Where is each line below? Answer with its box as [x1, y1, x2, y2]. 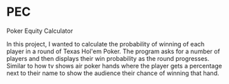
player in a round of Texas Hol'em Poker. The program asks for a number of [6, 47, 221, 55]
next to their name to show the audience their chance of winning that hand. [6, 69, 219, 77]
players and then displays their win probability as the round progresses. [6, 54, 210, 62]
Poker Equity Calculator [6, 27, 74, 35]
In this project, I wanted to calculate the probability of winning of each [6, 40, 205, 48]
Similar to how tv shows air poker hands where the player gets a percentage [6, 61, 223, 70]
